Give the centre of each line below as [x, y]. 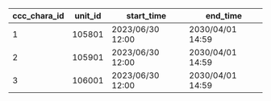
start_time [146, 16]
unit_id [88, 16]
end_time [224, 16]
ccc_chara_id [38, 16]
